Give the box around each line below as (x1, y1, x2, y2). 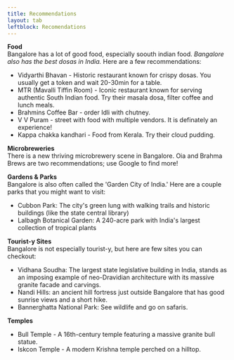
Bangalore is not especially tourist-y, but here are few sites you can (7, 245, 202, 253)
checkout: (7, 252, 37, 260)
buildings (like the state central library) (17, 208, 129, 218)
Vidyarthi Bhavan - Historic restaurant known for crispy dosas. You (17, 71, 212, 79)
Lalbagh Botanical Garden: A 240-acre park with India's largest (17, 216, 200, 225)
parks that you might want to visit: (7, 187, 106, 196)
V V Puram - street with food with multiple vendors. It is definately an (17, 116, 218, 124)
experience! (17, 124, 53, 132)
